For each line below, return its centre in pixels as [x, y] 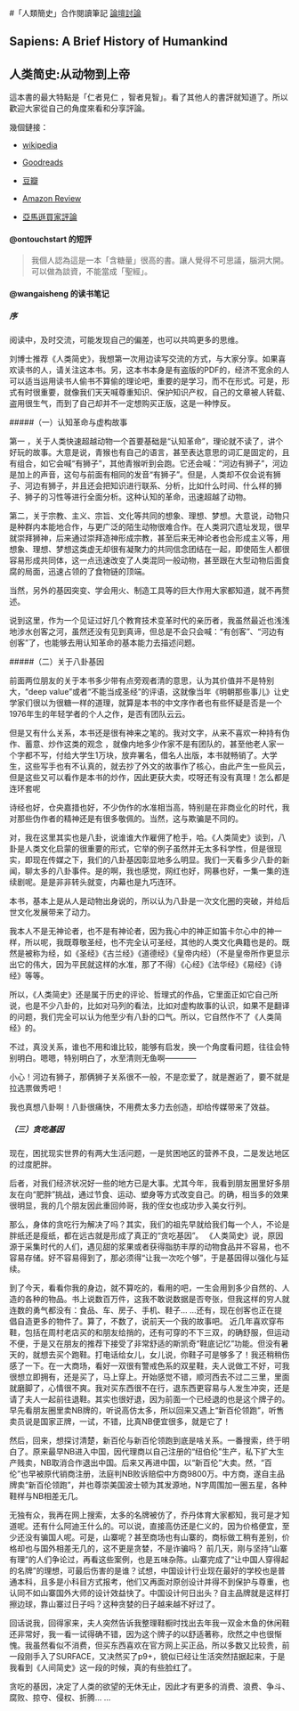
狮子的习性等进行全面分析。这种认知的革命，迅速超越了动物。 [137, 496]
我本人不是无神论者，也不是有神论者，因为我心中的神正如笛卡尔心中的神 [141, 931]
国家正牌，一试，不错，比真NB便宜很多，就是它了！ [135, 1421]
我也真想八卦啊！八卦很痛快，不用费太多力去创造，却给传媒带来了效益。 [141, 1106]
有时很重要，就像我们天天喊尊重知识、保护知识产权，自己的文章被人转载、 [153, 392]
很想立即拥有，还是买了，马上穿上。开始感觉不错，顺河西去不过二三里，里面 [149, 1377]
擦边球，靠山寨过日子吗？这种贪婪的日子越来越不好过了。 [114, 1604]
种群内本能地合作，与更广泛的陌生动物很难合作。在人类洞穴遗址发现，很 [149, 526]
